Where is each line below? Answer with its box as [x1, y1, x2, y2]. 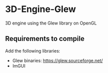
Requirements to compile [5, 34, 85, 43]
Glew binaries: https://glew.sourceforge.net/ [12, 57, 103, 63]
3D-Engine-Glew [5, 3, 76, 15]
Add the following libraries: [5, 47, 61, 53]
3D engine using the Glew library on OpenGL [5, 20, 97, 26]
